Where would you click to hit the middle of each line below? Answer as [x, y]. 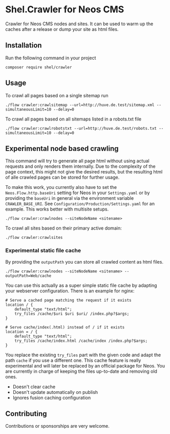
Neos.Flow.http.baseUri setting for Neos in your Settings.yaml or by [78, 193]
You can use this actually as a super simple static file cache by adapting [81, 285]
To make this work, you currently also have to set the [61, 187]
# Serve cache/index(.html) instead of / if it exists [65, 327]
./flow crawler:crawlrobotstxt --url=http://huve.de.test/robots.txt [81, 128]
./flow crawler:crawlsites [34, 238]
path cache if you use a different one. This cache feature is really [73, 360]
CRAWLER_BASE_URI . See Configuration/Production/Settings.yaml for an [80, 204]
